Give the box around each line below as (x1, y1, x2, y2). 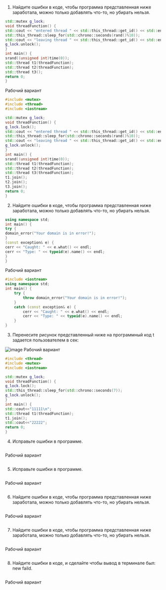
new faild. (12, 565, 33, 571)
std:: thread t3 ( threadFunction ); (5, 170, 74, 175)
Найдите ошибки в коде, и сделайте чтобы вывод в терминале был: (12, 560, 156, 566)
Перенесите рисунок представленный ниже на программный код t (12, 332, 155, 337)
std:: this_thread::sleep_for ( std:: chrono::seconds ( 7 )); (5, 388, 123, 393)
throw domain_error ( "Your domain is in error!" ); (23, 295, 127, 300)
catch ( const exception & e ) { (14, 304, 77, 309)
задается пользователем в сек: (12, 337, 79, 343)
